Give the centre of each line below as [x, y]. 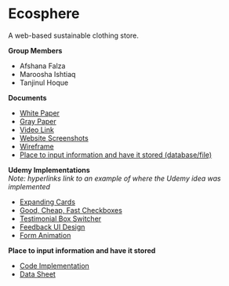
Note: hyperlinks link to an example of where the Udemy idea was [114, 178]
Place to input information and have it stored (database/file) [116, 155]
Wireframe [36, 146]
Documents [27, 97]
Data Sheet [38, 274]
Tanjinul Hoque [44, 82]
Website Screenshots [54, 137]
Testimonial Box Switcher [60, 218]
